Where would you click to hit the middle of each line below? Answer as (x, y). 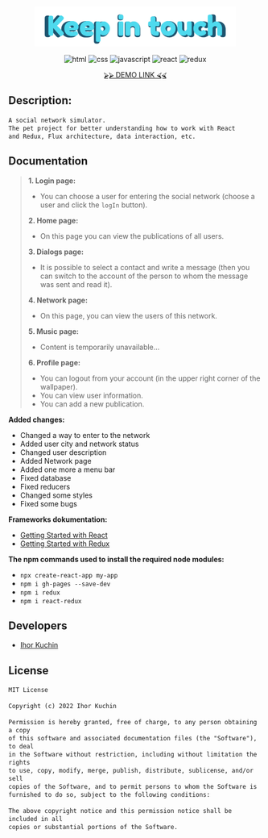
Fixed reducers (45, 486)
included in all (35, 819)
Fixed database (45, 477)
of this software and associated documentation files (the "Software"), (133, 739)
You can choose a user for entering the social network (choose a (147, 196)
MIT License (28, 690)
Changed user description (63, 452)
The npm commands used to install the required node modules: (116, 559)
